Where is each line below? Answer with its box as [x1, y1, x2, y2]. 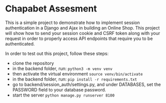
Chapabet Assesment [5, 3, 97, 14]
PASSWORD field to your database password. [12, 86, 106, 92]
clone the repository [12, 60, 54, 66]
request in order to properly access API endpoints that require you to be [5, 35, 153, 41]
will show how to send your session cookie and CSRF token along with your [5, 30, 161, 36]
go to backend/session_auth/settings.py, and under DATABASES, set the [12, 81, 161, 87]
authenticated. [5, 40, 35, 46]
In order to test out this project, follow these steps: [5, 50, 109, 56]
